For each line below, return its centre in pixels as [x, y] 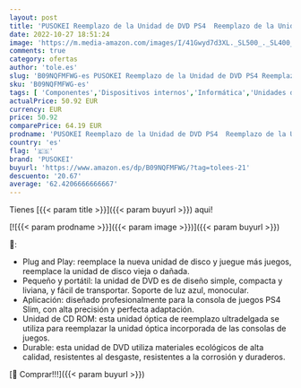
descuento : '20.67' [46, 176]
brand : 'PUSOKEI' [42, 159]
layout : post [34, 17]
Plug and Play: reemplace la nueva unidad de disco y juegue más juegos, [157, 262]
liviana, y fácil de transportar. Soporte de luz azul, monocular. [135, 290]
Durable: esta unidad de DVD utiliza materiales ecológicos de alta [143, 348]
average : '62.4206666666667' [64, 185]
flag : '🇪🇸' [31, 151]
